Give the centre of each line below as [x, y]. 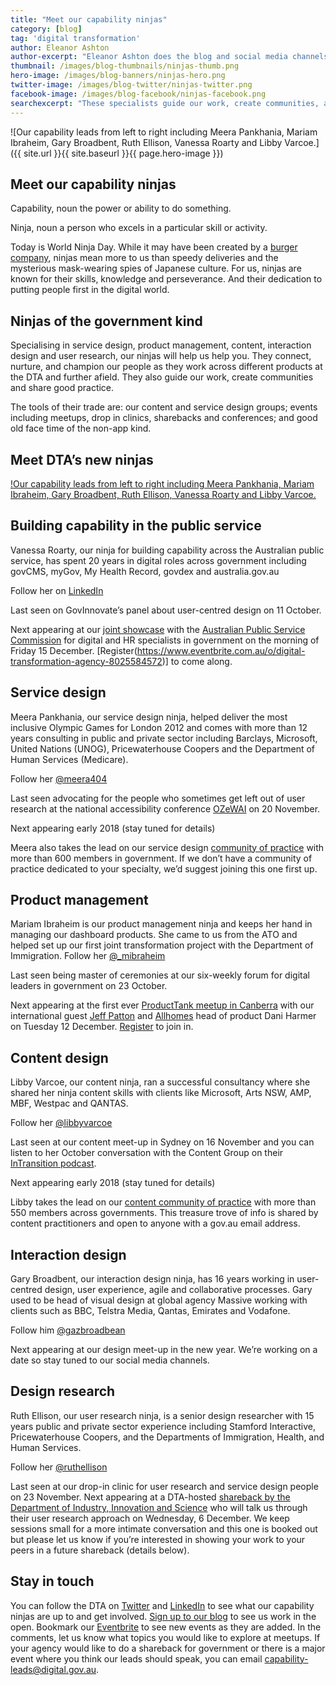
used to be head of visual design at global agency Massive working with [159, 1300]
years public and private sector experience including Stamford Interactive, [163, 1426]
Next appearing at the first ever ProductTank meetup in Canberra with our [162, 1005]
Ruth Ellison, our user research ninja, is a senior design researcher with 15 [162, 1415]
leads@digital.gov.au [53, 1669]
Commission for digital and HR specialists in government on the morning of [165, 640]
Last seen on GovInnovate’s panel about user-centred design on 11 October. [166, 610]
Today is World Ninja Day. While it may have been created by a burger [154, 247]
